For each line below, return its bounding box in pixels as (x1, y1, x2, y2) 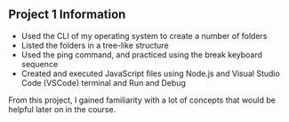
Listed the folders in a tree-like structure (20, 40, 170, 50)
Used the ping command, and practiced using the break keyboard (20, 49, 263, 60)
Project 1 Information (8, 7, 126, 22)
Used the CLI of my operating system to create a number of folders (20, 30, 268, 41)
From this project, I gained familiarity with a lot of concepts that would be (8, 95, 277, 105)
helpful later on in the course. (8, 103, 116, 114)
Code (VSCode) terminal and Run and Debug (20, 77, 186, 88)
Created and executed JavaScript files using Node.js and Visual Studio (20, 68, 281, 79)
